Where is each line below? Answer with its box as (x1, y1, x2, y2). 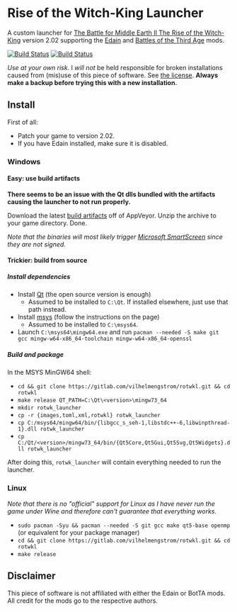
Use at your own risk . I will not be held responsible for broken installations (7, 63, 223, 72)
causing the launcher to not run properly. (7, 197, 131, 206)
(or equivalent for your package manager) (17, 528, 140, 536)
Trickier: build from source (7, 256, 88, 265)
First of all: (7, 118, 39, 126)
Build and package (7, 351, 64, 359)
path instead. (28, 305, 67, 314)
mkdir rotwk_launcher (17, 404, 81, 412)
